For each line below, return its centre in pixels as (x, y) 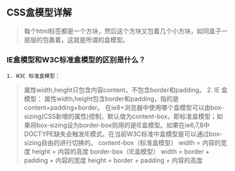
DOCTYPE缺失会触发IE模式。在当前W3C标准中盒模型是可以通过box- (123, 134)
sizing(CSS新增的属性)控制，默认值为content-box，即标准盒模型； (120, 116)
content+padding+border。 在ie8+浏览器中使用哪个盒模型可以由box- (124, 108)
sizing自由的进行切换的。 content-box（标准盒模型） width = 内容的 (122, 143)
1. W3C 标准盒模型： (33, 76)
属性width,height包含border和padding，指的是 (112, 99)
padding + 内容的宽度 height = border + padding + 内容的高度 (113, 160)
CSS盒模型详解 (39, 13)
